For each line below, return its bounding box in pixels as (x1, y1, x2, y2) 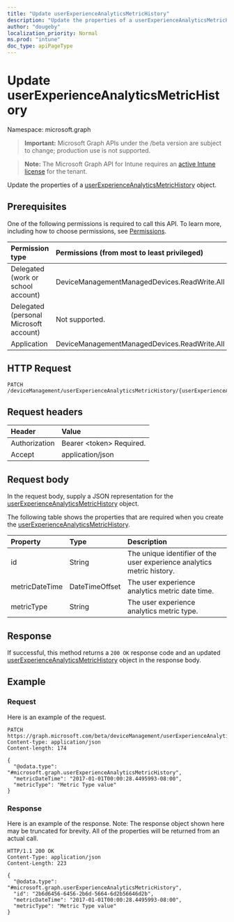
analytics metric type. (127, 606, 198, 616)
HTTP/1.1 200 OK (7, 847, 54, 854)
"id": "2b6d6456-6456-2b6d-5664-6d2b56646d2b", (13, 890, 155, 897)
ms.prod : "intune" (7, 36, 61, 43)
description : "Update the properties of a (7, 17, 132, 24)
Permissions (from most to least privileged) (55, 248, 204, 257)
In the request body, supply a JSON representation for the (7, 492, 174, 501)
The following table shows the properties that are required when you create (7, 513, 224, 522)
